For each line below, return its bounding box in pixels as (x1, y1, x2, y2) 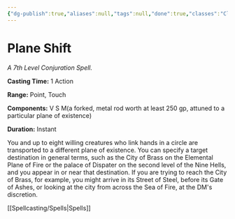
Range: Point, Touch (7, 90, 66, 98)
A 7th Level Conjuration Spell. (7, 63, 93, 72)
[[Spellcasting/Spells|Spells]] (7, 204, 91, 212)
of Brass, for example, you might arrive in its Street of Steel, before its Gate (7, 175, 224, 183)
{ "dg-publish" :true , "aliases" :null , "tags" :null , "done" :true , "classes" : (7, 10, 220, 17)
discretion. (7, 190, 38, 199)
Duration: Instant (7, 125, 57, 133)
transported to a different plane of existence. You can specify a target (7, 146, 208, 154)
